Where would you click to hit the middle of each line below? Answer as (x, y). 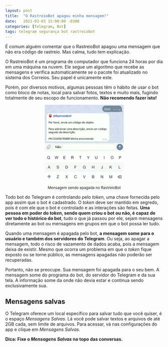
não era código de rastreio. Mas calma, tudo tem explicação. (68, 52)
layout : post (19, 11)
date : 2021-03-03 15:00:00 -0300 (42, 21)
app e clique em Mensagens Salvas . (43, 329)
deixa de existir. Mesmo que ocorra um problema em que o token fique (78, 249)
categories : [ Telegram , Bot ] (36, 27)
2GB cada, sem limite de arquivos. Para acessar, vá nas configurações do (81, 324)
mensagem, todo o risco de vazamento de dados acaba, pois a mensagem (82, 244)
